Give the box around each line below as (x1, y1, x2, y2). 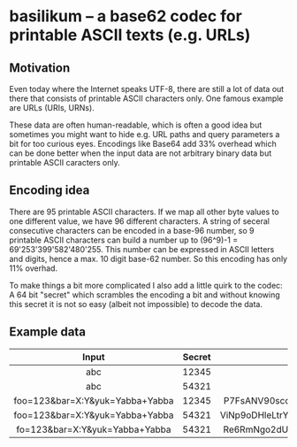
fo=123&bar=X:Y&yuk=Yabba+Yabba (16, 423, 171, 435)
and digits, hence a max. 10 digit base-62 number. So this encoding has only (9, 253, 288, 264)
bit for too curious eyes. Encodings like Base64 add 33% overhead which (9, 139, 277, 149)
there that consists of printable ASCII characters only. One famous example (9, 93, 284, 104)
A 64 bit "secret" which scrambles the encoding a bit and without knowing (9, 289, 280, 300)
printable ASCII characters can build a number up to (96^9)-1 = (9, 235, 239, 245)
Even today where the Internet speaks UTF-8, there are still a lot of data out (9, 84, 285, 94)
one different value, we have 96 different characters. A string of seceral (9, 215, 270, 227)
